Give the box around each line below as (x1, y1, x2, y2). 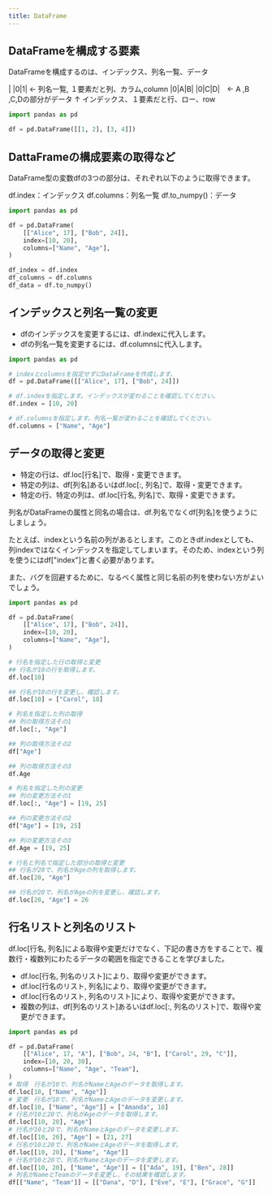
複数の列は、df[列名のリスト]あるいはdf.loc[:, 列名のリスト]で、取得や (19, 1001, 255, 1011)
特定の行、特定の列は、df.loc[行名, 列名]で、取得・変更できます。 (19, 489, 240, 500)
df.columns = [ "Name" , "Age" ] (8, 422, 111, 430)
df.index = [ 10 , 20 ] (8, 400, 79, 408)
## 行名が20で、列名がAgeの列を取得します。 (8, 866, 140, 875)
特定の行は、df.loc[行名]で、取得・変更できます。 (19, 469, 186, 480)
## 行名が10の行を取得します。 (8, 666, 99, 674)
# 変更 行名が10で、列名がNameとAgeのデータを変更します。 (8, 1095, 187, 1104)
